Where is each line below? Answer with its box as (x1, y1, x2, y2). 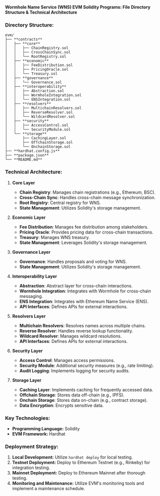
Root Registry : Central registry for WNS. (19, 200, 101, 206)
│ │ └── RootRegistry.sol (5, 54, 67, 59)
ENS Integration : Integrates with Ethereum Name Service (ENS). (19, 298, 149, 304)
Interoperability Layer (12, 273, 57, 279)
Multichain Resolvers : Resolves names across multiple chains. (19, 322, 146, 328)
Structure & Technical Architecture (5, 9, 77, 15)
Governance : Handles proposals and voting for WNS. (19, 259, 127, 264)
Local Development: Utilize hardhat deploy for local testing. (12, 454, 133, 460)
